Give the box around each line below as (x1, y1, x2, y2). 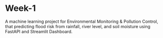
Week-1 (5, 3, 36, 14)
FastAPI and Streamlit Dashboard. (5, 28, 73, 34)
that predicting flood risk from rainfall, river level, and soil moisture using (5, 23, 151, 29)
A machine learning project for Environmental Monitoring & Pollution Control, (5, 19, 158, 24)
